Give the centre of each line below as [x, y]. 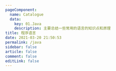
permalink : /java [23, 42]
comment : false [21, 56]
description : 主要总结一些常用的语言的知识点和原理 [63, 28]
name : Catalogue [27, 14]
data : [16, 19]
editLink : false [22, 61]
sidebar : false [21, 47]
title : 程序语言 [21, 33]
